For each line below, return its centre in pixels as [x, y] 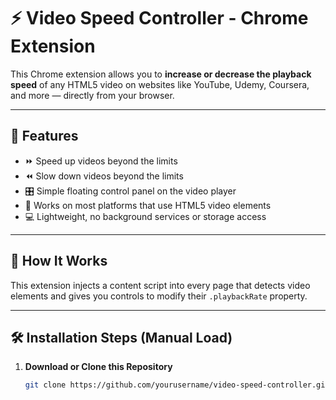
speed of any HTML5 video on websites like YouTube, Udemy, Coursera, [160, 84]
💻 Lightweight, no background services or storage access [145, 216]
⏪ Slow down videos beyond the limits [104, 176]
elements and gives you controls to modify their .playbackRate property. [159, 296]
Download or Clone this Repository [98, 367]
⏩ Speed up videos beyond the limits [101, 161]
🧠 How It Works [59, 261]
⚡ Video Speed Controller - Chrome [159, 18]
